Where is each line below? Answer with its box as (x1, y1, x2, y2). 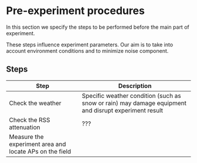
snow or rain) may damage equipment (81, 99, 186, 107)
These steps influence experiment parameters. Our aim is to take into (6, 41, 174, 48)
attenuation (9, 123, 40, 131)
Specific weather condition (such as (81, 91, 181, 100)
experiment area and (9, 140, 66, 148)
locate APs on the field (9, 147, 72, 155)
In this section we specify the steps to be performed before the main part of (6, 23, 189, 30)
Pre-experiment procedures (6, 4, 145, 18)
